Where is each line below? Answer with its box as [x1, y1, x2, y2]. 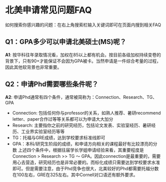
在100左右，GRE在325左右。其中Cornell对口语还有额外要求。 [12, 172, 138, 178]
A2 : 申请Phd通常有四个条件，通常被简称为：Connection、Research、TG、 [5, 94, 157, 100]
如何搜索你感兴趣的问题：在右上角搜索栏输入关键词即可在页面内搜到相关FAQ [5, 22, 161, 28]
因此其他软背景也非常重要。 [5, 64, 62, 70]
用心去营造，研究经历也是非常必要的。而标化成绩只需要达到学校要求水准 [12, 159, 160, 165]
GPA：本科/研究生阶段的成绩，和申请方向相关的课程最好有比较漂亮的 [12, 140, 153, 146]
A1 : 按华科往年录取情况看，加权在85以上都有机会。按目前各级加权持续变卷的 [5, 51, 161, 57]
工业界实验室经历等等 [21, 128, 65, 134]
